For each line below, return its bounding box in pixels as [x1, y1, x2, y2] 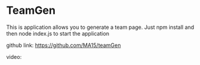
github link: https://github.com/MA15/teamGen [6, 42, 121, 49]
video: [6, 53, 22, 60]
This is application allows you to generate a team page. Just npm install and [6, 23, 195, 31]
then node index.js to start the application [6, 29, 110, 37]
